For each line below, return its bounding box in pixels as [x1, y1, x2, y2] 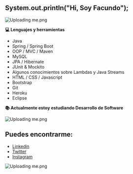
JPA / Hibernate [12, 59, 44, 65]
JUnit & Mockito [12, 64, 45, 70]
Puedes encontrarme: [5, 130, 73, 139]
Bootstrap [12, 79, 32, 85]
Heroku [12, 90, 27, 96]
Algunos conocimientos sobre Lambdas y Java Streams [12, 69, 125, 75]
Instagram [12, 153, 33, 159]
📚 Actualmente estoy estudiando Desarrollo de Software [5, 105, 124, 110]
